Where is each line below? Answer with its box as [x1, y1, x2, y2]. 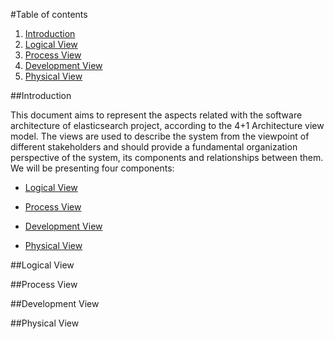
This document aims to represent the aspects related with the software [10, 109, 303, 121]
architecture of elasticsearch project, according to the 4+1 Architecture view [10, 120, 325, 131]
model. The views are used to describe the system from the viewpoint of [10, 130, 310, 142]
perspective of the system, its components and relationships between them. [10, 152, 324, 163]
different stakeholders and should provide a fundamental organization [10, 141, 298, 153]
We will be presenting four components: [10, 162, 175, 174]
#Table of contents [10, 9, 88, 20]
